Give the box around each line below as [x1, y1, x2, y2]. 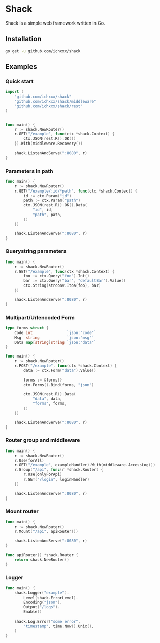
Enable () [23, 609, 42, 614]
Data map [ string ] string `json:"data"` [14, 340, 97, 345]
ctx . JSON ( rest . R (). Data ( [23, 392, 76, 397]
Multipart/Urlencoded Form [5, 314, 75, 321]
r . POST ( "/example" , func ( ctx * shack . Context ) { [14, 363, 117, 368]
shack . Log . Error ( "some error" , [14, 618, 81, 624]
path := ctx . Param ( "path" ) [23, 198, 81, 203]
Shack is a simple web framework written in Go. [5, 20, 105, 26]
